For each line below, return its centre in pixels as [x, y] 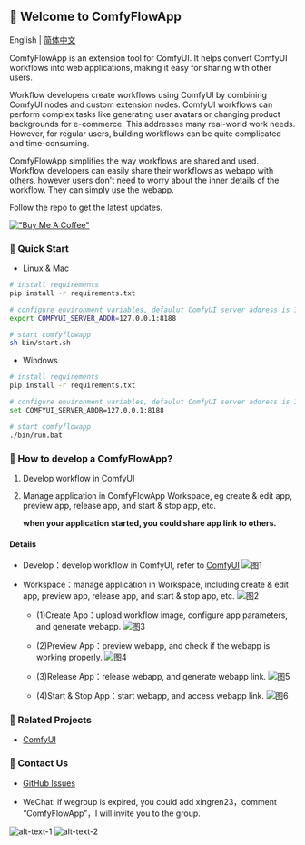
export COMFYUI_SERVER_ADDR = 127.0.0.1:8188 [93, 318]
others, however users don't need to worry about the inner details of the [144, 180]
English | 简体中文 [43, 40]
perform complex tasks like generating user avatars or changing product [145, 114]
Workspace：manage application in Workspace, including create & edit [155, 585]
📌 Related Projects [51, 721]
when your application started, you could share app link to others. [149, 522]
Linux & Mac [46, 268]
